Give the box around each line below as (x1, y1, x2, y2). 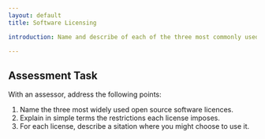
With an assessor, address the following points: (8, 90, 162, 99)
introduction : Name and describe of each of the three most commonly (8, 33, 242, 41)
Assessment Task (8, 68, 99, 82)
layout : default (8, 11, 62, 20)
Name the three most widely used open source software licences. (19, 105, 234, 115)
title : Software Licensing (8, 19, 97, 27)
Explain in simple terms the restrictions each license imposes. (19, 113, 221, 123)
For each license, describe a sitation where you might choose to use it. (19, 122, 250, 131)
